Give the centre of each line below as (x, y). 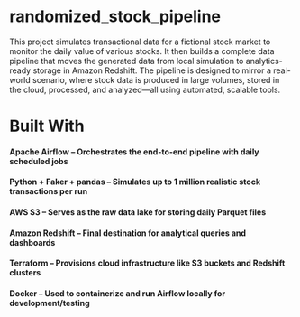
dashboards (32, 242)
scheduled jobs (39, 161)
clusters (25, 273)
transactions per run (49, 191)
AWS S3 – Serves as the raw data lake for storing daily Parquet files (138, 212)
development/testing (50, 303)
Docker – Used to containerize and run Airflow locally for (118, 293)
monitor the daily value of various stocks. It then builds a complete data (142, 51)
